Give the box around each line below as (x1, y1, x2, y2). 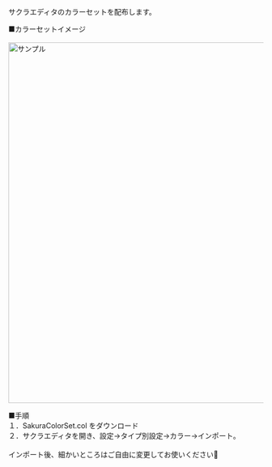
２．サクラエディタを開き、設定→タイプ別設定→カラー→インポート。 (8, 431, 240, 440)
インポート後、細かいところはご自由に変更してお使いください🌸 (8, 450, 219, 459)
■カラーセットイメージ (8, 24, 87, 34)
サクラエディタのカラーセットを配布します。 (8, 7, 156, 16)
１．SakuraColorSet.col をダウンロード (8, 421, 139, 431)
